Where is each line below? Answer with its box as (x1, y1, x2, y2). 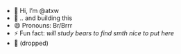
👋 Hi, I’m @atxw (13, 7, 60, 15)
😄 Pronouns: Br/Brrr (13, 21, 73, 29)
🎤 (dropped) (13, 39, 49, 47)
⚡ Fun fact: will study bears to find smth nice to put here (13, 29, 175, 37)
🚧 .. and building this (13, 14, 73, 22)
